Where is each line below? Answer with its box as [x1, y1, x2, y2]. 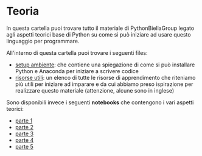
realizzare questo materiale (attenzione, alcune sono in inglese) [15, 87, 175, 94]
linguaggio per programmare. [6, 37, 80, 44]
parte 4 [15, 136, 34, 144]
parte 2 [15, 123, 33, 130]
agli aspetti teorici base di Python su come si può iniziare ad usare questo [6, 30, 191, 38]
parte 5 [15, 143, 33, 150]
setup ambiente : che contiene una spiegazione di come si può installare [15, 61, 195, 68]
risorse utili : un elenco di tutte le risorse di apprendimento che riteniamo [15, 74, 196, 81]
